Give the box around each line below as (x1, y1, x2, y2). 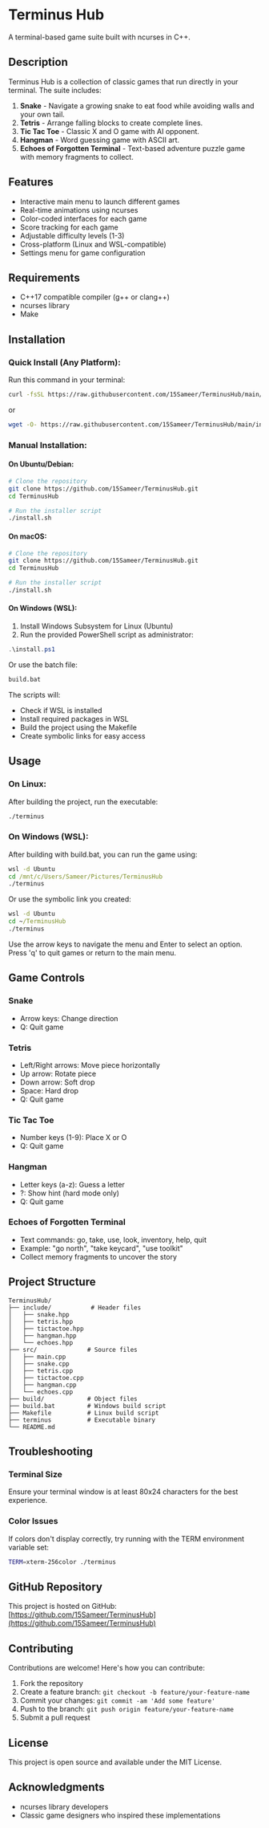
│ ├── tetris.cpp (8, 1366, 74, 1374)
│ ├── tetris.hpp (8, 1317, 74, 1325)
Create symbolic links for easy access (19, 731, 146, 740)
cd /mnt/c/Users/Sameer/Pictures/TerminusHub (8, 873, 163, 881)
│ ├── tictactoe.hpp (8, 1325, 84, 1333)
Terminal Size (8, 1468, 62, 1480)
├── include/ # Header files (8, 1303, 142, 1312)
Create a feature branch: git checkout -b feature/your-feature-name (19, 1688, 251, 1697)
